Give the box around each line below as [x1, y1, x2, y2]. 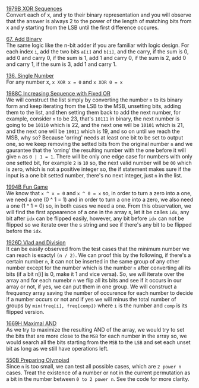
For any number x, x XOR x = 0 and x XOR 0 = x [6, 78, 123, 85]
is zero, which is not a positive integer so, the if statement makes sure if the [6, 166, 191, 173]
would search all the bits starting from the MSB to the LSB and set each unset [6, 339, 191, 346]
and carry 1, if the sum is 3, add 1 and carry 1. [6, 61, 117, 68]
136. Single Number [6, 72, 55, 79]
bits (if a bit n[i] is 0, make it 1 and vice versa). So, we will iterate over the [6, 271, 185, 278]
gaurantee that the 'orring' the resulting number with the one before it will [6, 147, 186, 154]
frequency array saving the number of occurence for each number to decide [6, 290, 193, 296]
